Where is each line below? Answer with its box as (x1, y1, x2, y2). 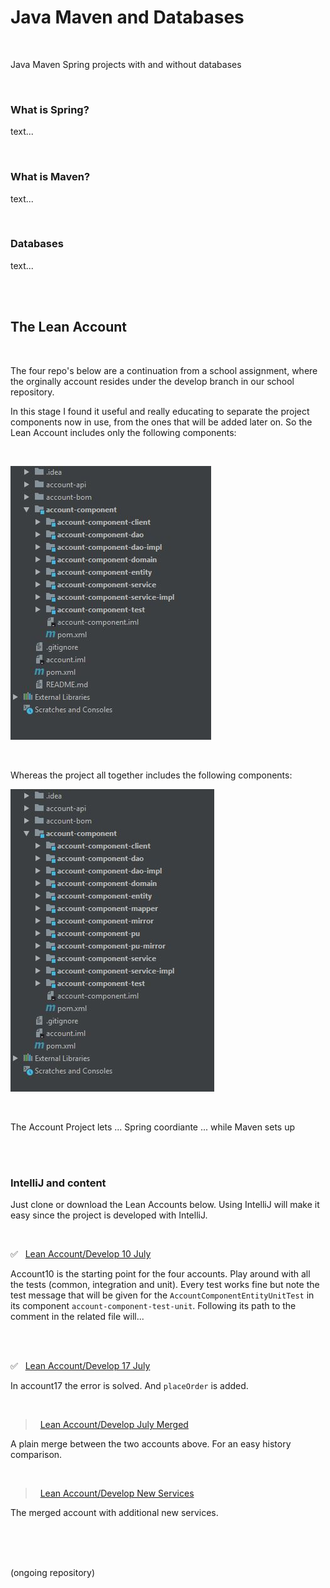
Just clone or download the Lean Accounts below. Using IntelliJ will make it (10, 1198, 320, 1210)
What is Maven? (10, 170, 91, 184)
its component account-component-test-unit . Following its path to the (10, 1299, 297, 1311)
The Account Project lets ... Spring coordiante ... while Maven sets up (10, 1121, 296, 1133)
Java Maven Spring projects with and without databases (10, 58, 242, 70)
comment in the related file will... (10, 1310, 145, 1322)
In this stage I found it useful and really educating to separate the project (10, 405, 310, 417)
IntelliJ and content (10, 1176, 107, 1190)
